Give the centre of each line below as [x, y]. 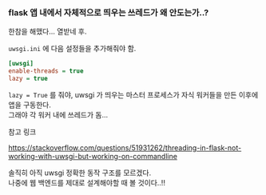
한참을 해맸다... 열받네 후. [48, 32]
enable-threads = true [46, 71]
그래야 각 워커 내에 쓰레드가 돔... [58, 114]
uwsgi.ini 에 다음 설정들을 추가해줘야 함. [72, 49]
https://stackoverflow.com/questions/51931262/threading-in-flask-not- [125, 147]
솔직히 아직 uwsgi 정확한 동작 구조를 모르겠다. [80, 173]
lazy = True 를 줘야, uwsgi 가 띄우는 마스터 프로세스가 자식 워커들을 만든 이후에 [133, 94]
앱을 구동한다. [30, 105]
